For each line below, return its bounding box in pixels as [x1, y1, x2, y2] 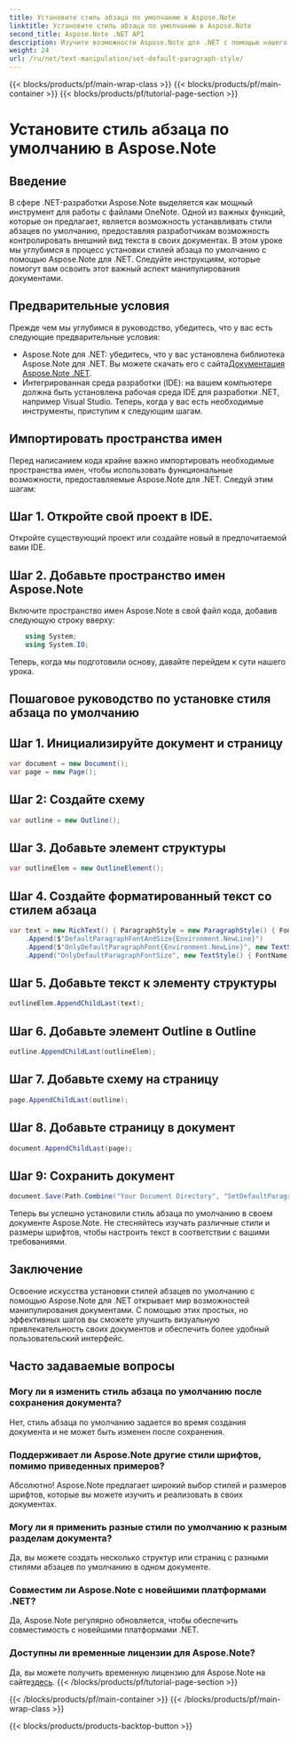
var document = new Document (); [9, 760, 129, 769]
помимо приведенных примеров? [9, 1460, 166, 1472]
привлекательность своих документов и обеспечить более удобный [9, 1323, 270, 1334]
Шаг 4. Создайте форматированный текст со [9, 889, 272, 904]
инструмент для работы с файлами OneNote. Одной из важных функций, [9, 206, 286, 217]
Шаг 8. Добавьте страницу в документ [9, 1120, 236, 1135]
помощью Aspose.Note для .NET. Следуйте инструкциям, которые [9, 254, 261, 264]
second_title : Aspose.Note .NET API [9, 29, 145, 38]
